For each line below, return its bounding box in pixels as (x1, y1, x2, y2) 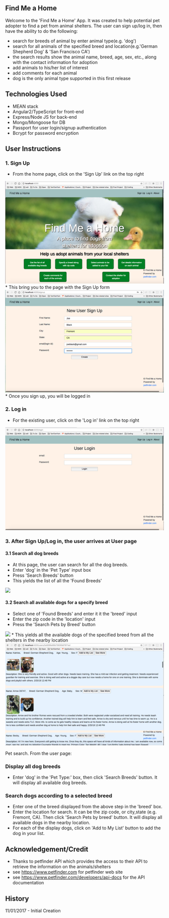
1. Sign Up (5, 160, 30, 167)
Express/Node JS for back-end (12, 114, 77, 120)
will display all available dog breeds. (12, 780, 88, 786)
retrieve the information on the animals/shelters (12, 864, 111, 870)
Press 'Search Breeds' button (12, 572, 74, 578)
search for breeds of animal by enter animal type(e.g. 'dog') (12, 38, 137, 44)
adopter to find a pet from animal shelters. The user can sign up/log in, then (5, 23, 162, 29)
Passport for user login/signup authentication (12, 124, 107, 130)
